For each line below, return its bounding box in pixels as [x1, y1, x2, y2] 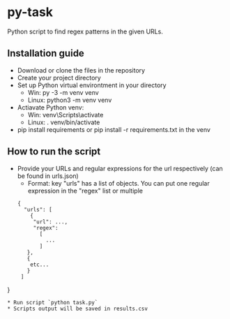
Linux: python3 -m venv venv [27, 96, 112, 104]
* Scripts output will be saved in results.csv [7, 305, 148, 312]
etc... [30, 261, 49, 268]
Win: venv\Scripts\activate [27, 110, 104, 119]
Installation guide [7, 47, 85, 59]
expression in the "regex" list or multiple [27, 186, 143, 195]
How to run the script [7, 146, 101, 158]
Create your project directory [17, 73, 101, 82]
